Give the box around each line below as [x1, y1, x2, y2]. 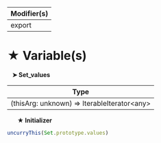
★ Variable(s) [7, 48, 87, 64]
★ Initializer [16, 116, 53, 124]
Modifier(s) [10, 9, 49, 18]
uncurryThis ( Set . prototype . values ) [7, 129, 109, 136]
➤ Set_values [12, 70, 51, 78]
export [10, 21, 32, 30]
